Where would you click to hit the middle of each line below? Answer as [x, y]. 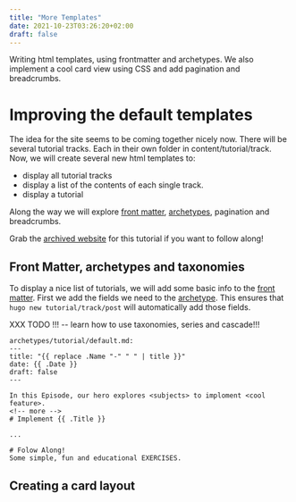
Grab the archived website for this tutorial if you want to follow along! [136, 238]
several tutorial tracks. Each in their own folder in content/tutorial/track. [140, 149]
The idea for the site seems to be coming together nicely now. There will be [148, 139]
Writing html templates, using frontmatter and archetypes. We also [131, 60]
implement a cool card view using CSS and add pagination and [125, 69]
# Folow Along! [38, 451]
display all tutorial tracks [67, 176]
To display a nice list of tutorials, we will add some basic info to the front [142, 289]
